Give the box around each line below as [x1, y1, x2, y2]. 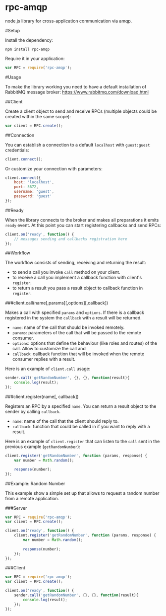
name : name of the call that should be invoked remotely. [12, 324, 125, 330]
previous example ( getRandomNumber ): [5, 444, 81, 450]
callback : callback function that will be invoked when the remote [12, 351, 145, 357]
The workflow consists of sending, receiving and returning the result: [5, 260, 146, 266]
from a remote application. [5, 495, 59, 501]
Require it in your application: [5, 55, 65, 61]
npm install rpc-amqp [5, 47, 50, 52]
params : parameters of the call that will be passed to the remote [12, 330, 141, 336]
